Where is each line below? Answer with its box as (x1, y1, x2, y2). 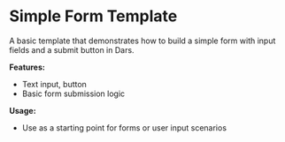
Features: (9, 62, 46, 72)
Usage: (9, 105, 37, 116)
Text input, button (21, 78, 87, 89)
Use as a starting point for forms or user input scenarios (21, 122, 227, 133)
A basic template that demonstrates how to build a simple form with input (9, 35, 276, 46)
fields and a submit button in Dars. (9, 44, 135, 55)
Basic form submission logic (21, 88, 126, 99)
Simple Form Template (9, 6, 178, 26)
